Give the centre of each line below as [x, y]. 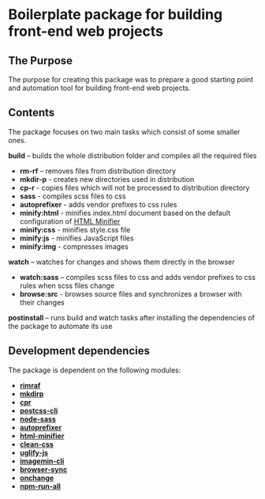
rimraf [30, 385]
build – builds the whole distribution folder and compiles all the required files [132, 155]
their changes [42, 302]
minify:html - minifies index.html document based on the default [125, 213]
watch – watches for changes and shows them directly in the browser [121, 262]
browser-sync [43, 469]
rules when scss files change [67, 285]
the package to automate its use [60, 326]
